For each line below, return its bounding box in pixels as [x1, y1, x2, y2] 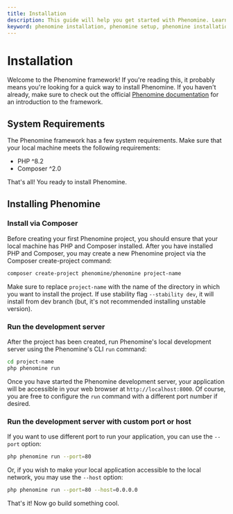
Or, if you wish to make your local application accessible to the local [7, 466, 201, 474]
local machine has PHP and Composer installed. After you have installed [7, 242, 214, 250]
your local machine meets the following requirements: [7, 143, 161, 152]
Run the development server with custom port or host [7, 416, 192, 426]
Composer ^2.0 [17, 164, 62, 173]
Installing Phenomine [7, 198, 101, 210]
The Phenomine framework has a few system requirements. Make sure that [7, 136, 222, 145]
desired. [7, 399, 31, 407]
